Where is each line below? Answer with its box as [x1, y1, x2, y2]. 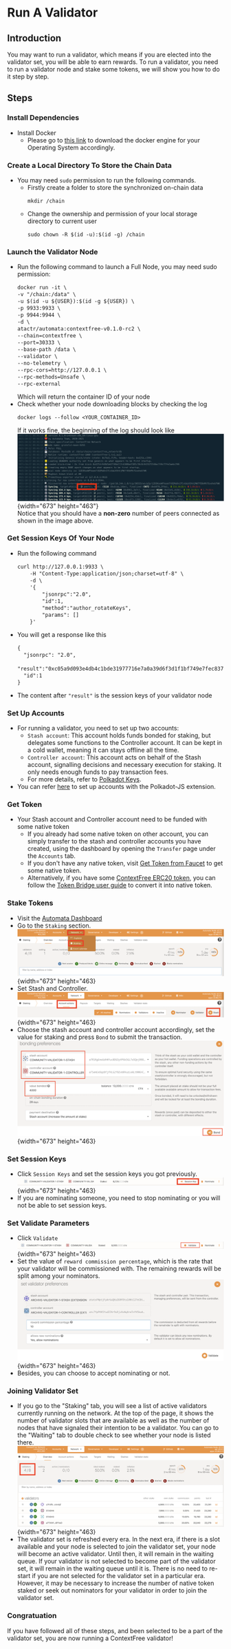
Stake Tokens [7, 899, 54, 908]
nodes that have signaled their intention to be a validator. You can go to [16, 1424, 219, 1432]
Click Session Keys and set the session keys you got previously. [16, 1170, 197, 1178]
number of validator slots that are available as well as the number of [16, 1416, 210, 1425]
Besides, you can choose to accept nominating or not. [16, 1369, 170, 1378]
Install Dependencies [7, 113, 80, 123]
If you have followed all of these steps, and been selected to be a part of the [7, 1626, 223, 1635]
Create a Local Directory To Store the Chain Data [7, 160, 172, 170]
